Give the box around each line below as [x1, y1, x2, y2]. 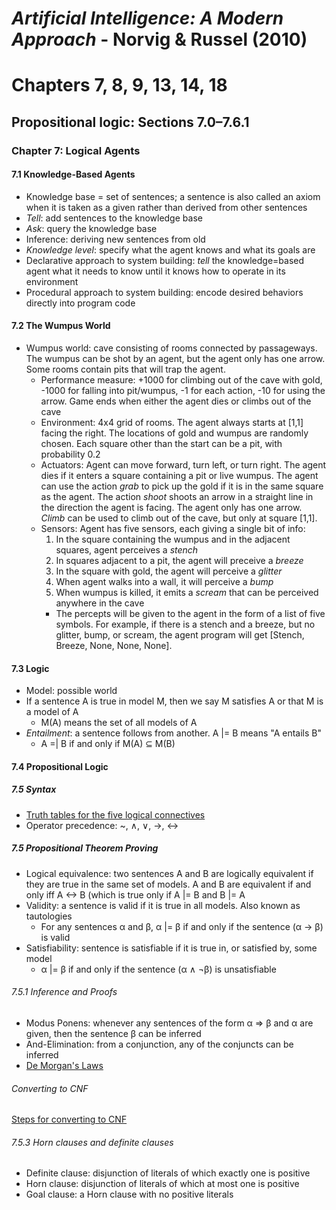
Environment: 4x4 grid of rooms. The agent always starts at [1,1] [40, 417, 304, 429]
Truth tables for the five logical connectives [25, 808, 206, 821]
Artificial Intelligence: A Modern [11, 7, 284, 30]
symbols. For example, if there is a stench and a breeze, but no [55, 618, 316, 631]
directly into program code [25, 297, 136, 309]
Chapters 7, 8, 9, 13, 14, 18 [11, 74, 228, 97]
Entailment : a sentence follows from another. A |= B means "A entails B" [25, 727, 323, 739]
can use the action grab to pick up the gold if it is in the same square [40, 480, 324, 492]
